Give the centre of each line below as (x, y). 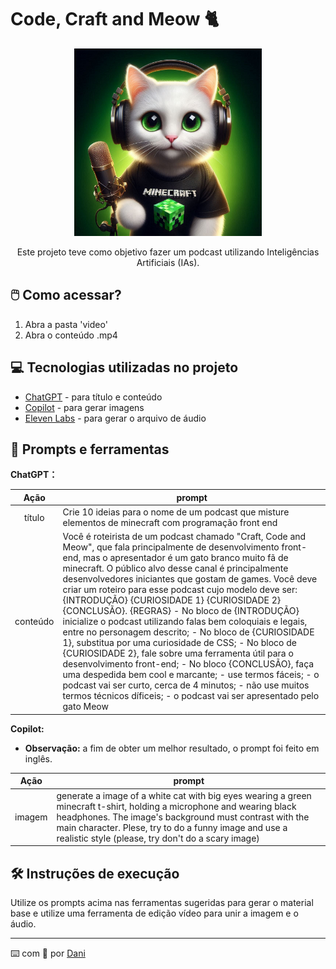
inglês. (38, 758)
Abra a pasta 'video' (66, 324)
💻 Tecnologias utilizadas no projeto (124, 367)
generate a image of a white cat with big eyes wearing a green (184, 795)
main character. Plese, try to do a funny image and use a (172, 827)
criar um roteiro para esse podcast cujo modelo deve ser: (180, 590)
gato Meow (85, 707)
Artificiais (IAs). (168, 262)
